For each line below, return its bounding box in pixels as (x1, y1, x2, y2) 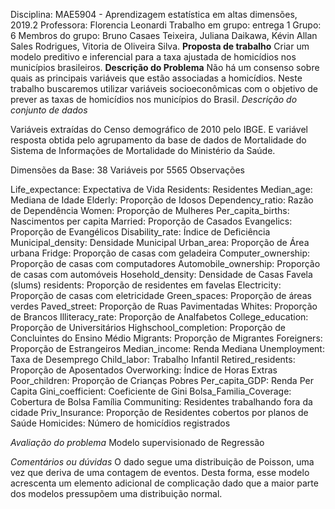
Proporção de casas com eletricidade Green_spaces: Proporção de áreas (10, 290, 312, 301)
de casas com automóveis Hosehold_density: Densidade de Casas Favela (10, 269, 313, 280)
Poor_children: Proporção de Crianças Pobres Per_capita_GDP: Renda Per (10, 375, 314, 386)
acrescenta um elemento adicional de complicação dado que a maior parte (10, 477, 319, 489)
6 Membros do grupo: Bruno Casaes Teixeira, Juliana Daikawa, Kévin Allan (10, 30, 318, 41)
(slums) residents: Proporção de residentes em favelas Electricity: (10, 279, 282, 291)
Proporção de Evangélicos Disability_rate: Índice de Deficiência (10, 226, 271, 238)
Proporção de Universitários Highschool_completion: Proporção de (10, 322, 287, 333)
